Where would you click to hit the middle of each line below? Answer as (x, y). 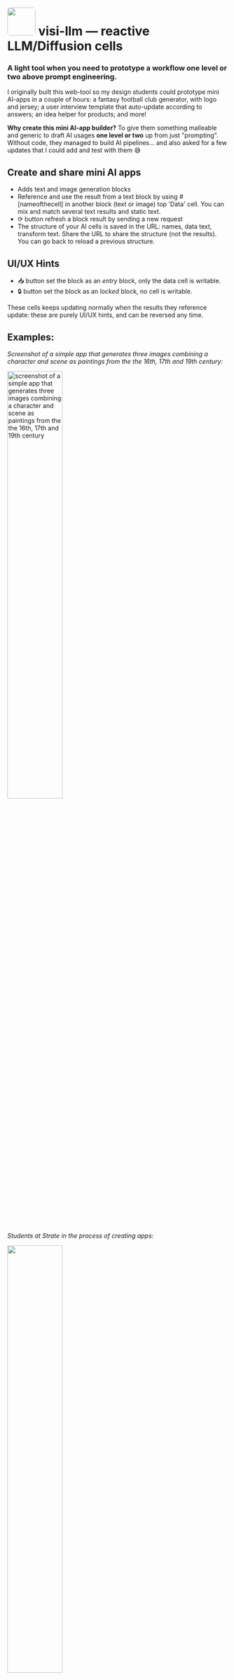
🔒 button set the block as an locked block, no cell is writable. (105, 292)
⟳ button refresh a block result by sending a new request (100, 219)
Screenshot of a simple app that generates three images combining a (108, 353)
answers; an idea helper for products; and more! (77, 114)
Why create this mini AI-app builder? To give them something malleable (112, 128)
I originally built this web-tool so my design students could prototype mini (113, 92)
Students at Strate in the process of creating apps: (81, 1235)
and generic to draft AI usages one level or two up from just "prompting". (113, 135)
